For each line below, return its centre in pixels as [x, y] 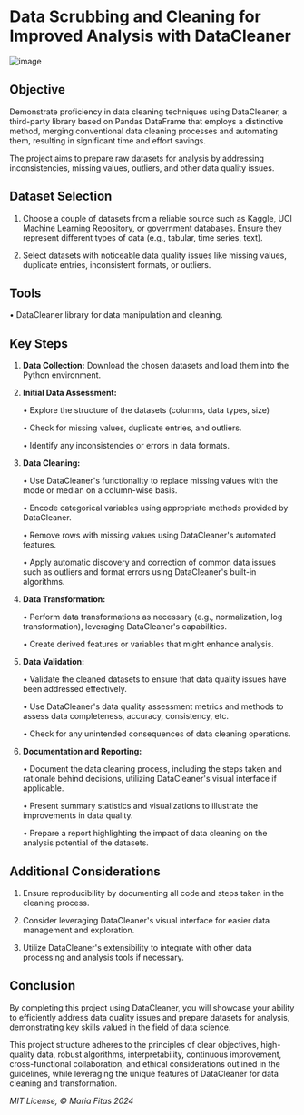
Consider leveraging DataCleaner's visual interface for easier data [146, 920]
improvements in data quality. [78, 815]
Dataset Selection [61, 197]
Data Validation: [53, 662]
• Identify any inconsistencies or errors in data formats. [126, 446]
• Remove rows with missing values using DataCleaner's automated [149, 535]
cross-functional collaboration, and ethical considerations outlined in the [145, 1063]
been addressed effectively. [74, 689]
